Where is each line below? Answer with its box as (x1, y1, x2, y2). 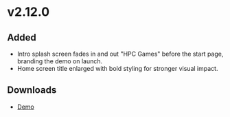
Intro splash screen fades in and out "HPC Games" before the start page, (16, 50, 224, 58)
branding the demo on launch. (16, 57, 103, 65)
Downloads (7, 84, 57, 96)
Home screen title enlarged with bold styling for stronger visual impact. (16, 65, 218, 72)
